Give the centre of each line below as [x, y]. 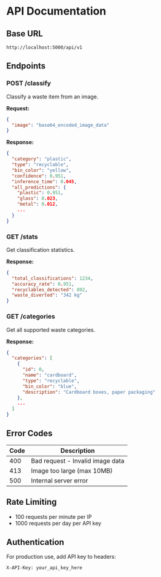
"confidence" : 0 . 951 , [39, 176]
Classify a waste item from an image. [52, 96]
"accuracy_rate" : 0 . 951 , [43, 284]
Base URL [25, 34]
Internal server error [60, 481]
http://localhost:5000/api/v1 [44, 47]
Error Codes [29, 434]
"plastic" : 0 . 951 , [40, 193]
